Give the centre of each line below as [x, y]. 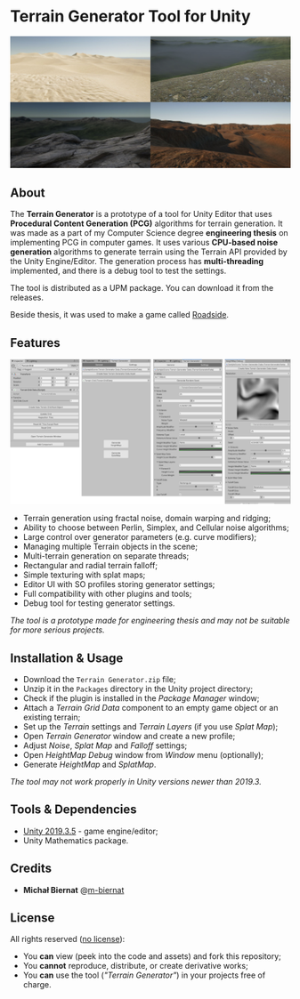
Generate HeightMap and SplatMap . [89, 764]
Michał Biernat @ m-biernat [73, 890]
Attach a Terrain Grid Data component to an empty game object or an [150, 707]
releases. [27, 298]
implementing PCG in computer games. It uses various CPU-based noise [144, 243]
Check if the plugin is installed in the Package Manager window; [141, 698]
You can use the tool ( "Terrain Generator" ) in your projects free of [144, 975]
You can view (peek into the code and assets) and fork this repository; [152, 956]
